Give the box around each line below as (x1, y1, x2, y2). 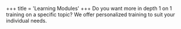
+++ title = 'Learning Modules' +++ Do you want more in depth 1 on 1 (6, 5, 172, 12)
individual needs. (6, 17, 47, 24)
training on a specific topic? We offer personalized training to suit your (6, 11, 175, 18)
